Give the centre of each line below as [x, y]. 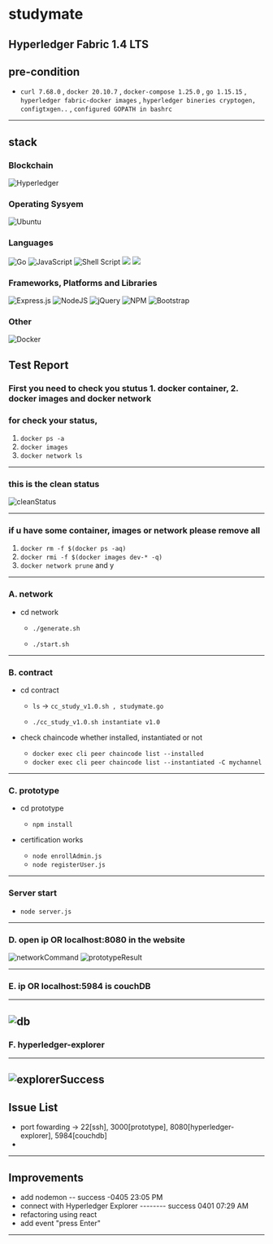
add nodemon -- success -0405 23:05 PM [91, 1197]
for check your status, [53, 420]
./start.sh [51, 644]
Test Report [39, 365]
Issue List [33, 1108]
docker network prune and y [67, 565]
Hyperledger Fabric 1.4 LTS [78, 44]
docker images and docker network [80, 398]
